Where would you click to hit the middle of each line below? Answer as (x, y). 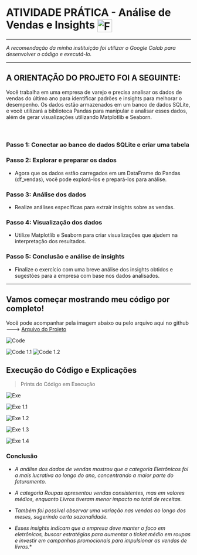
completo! (25, 309)
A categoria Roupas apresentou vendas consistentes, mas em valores (99, 493)
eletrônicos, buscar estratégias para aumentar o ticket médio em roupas (102, 534)
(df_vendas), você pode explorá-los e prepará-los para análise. (91, 179)
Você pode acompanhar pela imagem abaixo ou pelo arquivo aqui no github (98, 323)
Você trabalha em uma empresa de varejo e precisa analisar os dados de (94, 92)
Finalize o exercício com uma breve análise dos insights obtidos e (94, 269)
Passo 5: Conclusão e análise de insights (65, 257)
